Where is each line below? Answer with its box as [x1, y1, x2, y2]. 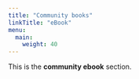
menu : [8, 26, 26, 34]
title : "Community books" [8, 11, 93, 20]
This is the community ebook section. [8, 62, 132, 71]
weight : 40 [22, 41, 58, 48]
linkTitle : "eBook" [8, 19, 72, 27]
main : [15, 33, 34, 41]
